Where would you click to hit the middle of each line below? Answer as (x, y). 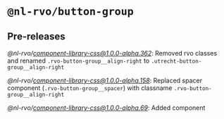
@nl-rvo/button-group (70, 12)
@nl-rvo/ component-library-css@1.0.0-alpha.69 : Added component (106, 108)
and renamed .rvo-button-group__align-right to (79, 61)
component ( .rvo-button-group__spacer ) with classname (90, 88)
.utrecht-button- (176, 61)
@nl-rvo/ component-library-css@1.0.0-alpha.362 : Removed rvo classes (112, 53)
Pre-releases (36, 36)
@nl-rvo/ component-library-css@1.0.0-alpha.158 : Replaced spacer (105, 80)
